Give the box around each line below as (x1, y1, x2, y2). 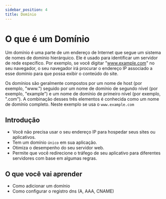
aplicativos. (12, 134, 36, 140)
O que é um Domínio (5, 33, 90, 45)
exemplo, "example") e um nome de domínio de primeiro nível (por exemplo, (5, 91, 161, 97)
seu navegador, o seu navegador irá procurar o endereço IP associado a (5, 66, 153, 71)
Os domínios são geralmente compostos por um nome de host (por (5, 80, 142, 86)
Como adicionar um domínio (12, 183, 70, 189)
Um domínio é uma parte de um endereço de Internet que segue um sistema (5, 50, 161, 56)
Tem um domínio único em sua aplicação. (12, 139, 98, 145)
